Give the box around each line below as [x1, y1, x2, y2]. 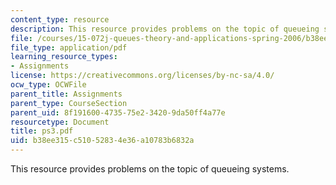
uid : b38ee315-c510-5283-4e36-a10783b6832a [10, 136, 195, 146]
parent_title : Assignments [10, 89, 123, 99]
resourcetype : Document [10, 117, 110, 127]
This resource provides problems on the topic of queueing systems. [10, 163, 290, 175]
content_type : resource [10, 14, 110, 25]
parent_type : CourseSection [10, 98, 128, 108]
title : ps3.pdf [10, 126, 74, 136]
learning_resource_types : [10, 52, 118, 62]
